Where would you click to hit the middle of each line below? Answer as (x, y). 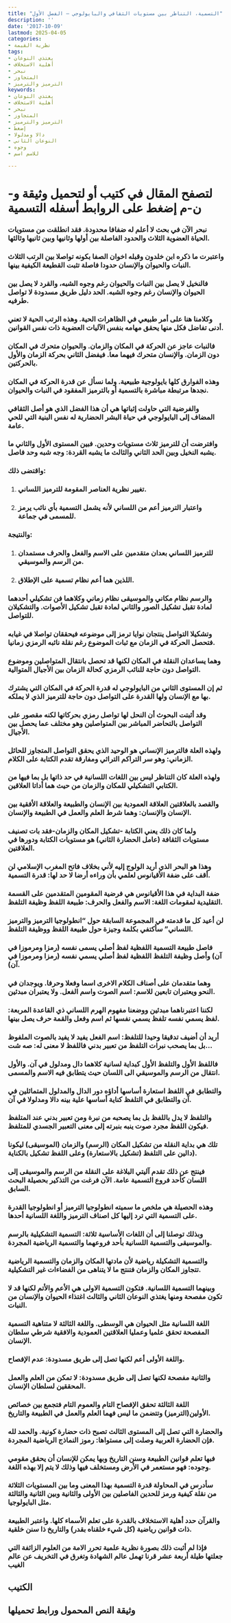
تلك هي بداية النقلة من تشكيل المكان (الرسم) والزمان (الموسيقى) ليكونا (113, 1145)
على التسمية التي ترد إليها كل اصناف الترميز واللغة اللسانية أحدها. (103, 1216)
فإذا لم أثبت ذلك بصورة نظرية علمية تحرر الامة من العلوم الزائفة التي (108, 1548)
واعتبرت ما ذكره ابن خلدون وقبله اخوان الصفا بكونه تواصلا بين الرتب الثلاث (116, 256)
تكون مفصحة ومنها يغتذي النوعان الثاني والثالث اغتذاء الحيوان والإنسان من (115, 1297)
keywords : (22, 90)
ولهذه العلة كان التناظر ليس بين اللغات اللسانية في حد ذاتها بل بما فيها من (114, 777)
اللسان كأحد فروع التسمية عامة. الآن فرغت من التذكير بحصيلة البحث (107, 1180)
